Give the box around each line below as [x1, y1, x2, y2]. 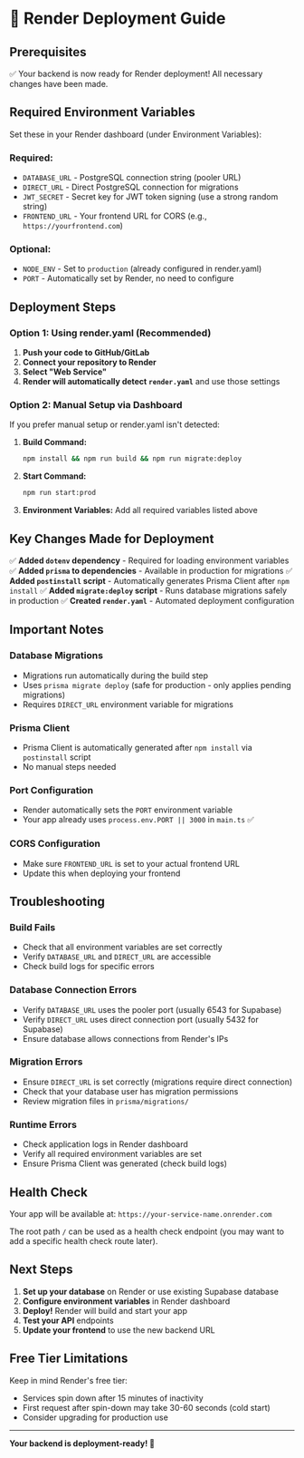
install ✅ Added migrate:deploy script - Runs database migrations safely [9, 585, 288, 596]
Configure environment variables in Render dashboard [22, 1296, 231, 1307]
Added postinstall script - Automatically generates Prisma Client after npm [9, 575, 290, 586]
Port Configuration [9, 783, 93, 796]
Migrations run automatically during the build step [22, 670, 209, 681]
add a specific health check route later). [9, 1235, 158, 1246]
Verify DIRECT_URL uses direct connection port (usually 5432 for [22, 1014, 260, 1025]
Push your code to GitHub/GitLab [22, 347, 150, 358]
